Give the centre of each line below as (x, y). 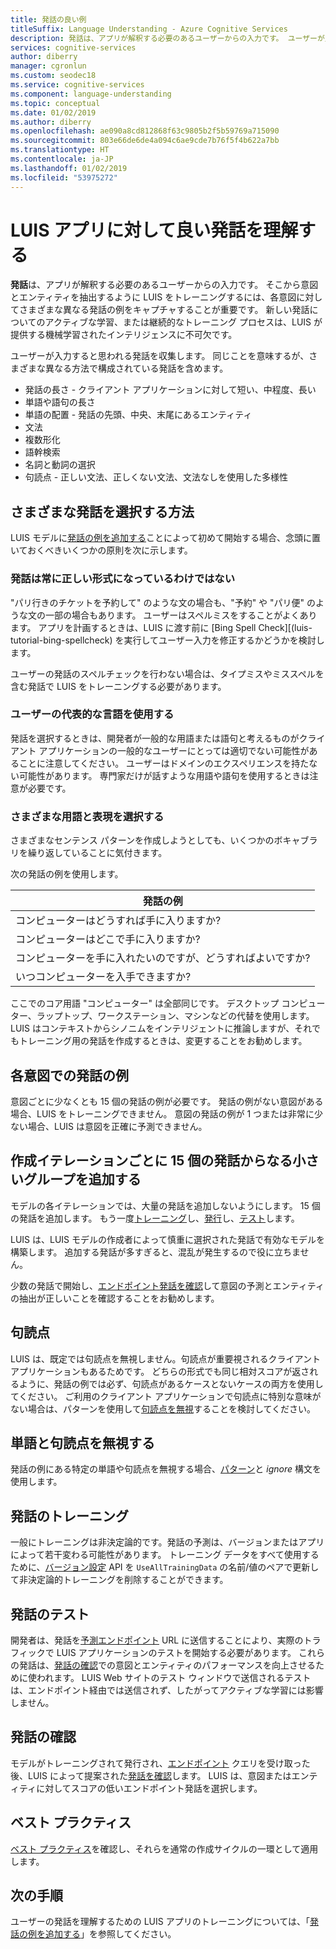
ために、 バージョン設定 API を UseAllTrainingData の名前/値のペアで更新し (165, 1567)
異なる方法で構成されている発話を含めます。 (136, 368)
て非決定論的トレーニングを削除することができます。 (119, 1580)
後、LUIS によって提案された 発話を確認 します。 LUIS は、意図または (151, 1775)
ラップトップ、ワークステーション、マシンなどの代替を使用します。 (175, 1016)
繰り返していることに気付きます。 (97, 853)
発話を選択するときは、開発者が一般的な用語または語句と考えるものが (155, 738)
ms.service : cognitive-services (77, 85)
